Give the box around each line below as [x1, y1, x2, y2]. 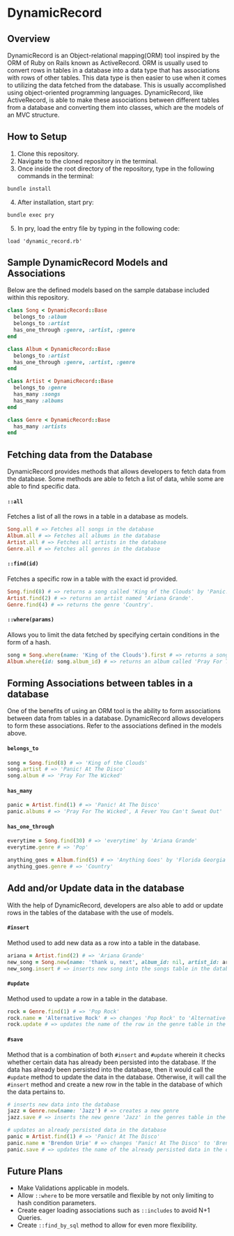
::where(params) [7, 617, 54, 624]
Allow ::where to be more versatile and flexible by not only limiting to [17, 1191, 214, 1200]
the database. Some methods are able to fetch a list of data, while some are [7, 475, 224, 483]
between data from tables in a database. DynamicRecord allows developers [7, 714, 224, 723]
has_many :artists [13, 423, 68, 430]
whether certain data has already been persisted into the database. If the [7, 1058, 217, 1066]
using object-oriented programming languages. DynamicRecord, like [7, 89, 203, 96]
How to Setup [7, 131, 68, 143]
